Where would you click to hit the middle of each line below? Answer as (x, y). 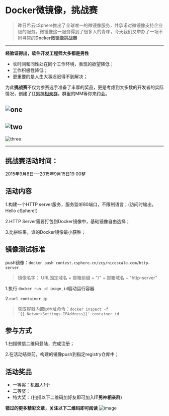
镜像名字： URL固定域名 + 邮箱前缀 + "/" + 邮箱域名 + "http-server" (87, 278)
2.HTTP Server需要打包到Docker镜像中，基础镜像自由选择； (68, 221)
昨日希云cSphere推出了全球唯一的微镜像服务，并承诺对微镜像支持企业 (90, 25)
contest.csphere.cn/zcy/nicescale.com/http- (103, 263)
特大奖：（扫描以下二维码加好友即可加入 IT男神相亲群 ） (69, 397)
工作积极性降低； (30, 70)
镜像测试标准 (25, 250)
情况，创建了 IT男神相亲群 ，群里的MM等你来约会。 (58, 93)
